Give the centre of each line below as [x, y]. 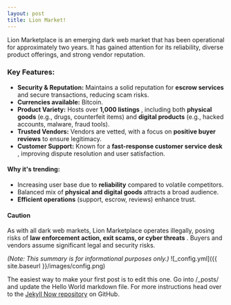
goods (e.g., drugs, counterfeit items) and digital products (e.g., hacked [120, 117]
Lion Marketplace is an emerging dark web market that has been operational [116, 39]
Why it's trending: [34, 169]
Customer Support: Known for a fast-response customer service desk [120, 146]
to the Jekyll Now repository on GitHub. [63, 294]
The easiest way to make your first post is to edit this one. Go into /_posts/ [113, 279]
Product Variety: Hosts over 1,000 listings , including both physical [114, 109]
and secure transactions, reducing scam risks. [83, 95]
